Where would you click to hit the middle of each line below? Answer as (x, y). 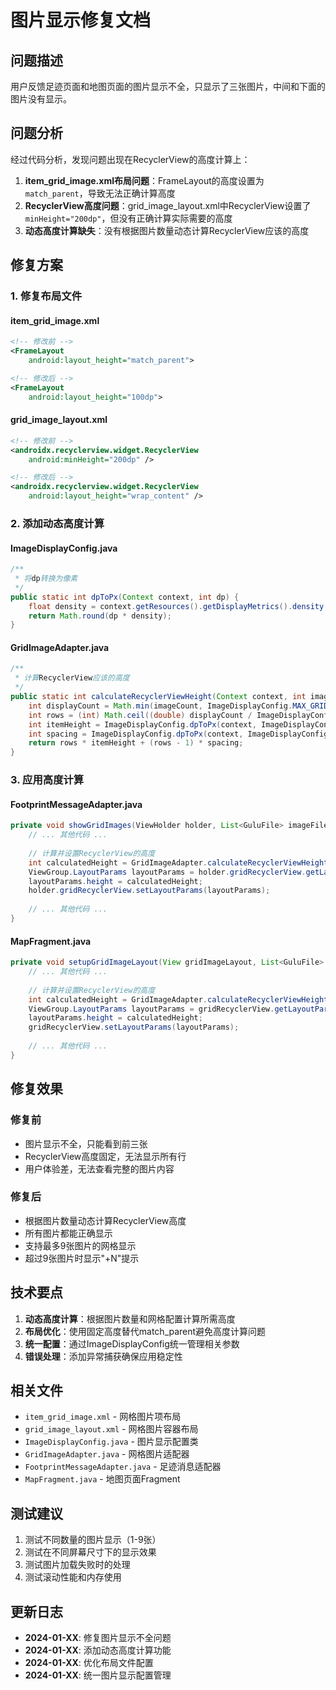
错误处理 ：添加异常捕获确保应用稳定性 (103, 1356)
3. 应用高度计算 (47, 780)
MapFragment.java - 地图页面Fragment (102, 1479)
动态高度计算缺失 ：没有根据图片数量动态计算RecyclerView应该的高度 (167, 230)
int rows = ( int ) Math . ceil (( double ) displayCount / (140, 715)
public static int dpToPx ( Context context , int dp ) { (125, 597)
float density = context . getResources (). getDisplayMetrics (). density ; (178, 606)
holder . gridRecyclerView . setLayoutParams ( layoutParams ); (149, 891)
